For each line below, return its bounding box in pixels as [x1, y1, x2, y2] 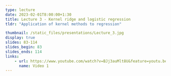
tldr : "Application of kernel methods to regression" [5, 21, 122, 27]
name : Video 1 [18, 63, 49, 68]
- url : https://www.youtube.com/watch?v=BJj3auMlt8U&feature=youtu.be [14, 58, 167, 63]
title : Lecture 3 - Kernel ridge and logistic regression [5, 17, 131, 22]
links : [5, 54, 19, 59]
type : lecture [5, 7, 36, 13]
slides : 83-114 [5, 40, 38, 45]
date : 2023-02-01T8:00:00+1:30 [5, 12, 72, 17]
